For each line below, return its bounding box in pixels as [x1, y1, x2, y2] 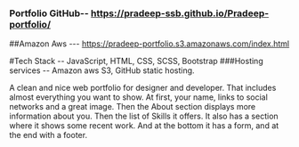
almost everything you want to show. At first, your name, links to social [9, 92, 269, 102]
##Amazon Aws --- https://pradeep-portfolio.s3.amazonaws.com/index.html [9, 38, 290, 49]
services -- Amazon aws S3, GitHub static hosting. [9, 65, 195, 76]
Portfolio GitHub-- [9, 7, 89, 20]
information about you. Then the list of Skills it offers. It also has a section [9, 110, 279, 122]
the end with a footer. [9, 130, 87, 141]
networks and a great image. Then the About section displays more [9, 102, 256, 112]
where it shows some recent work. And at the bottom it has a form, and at [9, 120, 279, 131]
